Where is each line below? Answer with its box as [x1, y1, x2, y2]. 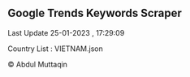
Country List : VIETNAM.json [7, 44, 103, 53]
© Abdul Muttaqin [7, 59, 68, 69]
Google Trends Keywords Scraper [7, 6, 182, 20]
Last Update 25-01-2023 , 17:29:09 [7, 28, 125, 37]
